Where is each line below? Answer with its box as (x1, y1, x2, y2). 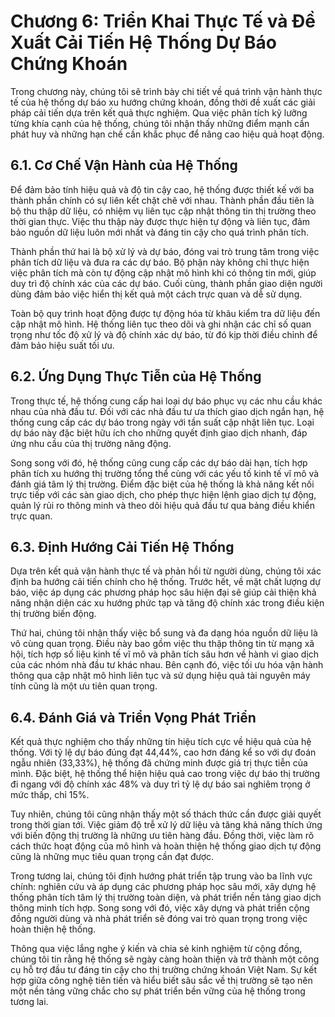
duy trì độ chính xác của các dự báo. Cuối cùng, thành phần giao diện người (10, 277, 323, 289)
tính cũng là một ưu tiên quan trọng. (10, 680, 158, 692)
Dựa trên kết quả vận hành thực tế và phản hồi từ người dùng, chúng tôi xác (10, 565, 322, 577)
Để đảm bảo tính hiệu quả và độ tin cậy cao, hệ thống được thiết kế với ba (10, 183, 315, 195)
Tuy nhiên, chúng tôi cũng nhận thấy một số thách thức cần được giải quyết (10, 808, 322, 820)
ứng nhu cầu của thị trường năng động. (10, 437, 172, 449)
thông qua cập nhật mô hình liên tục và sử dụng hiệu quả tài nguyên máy (10, 670, 311, 682)
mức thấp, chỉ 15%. (10, 789, 90, 801)
